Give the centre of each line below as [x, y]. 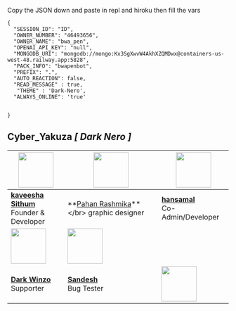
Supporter [27, 288]
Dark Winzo [31, 279]
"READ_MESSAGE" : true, [48, 84]
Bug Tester [86, 288]
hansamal [178, 199]
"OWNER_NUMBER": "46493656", [56, 35]
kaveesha [27, 195]
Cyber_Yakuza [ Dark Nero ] [70, 137]
